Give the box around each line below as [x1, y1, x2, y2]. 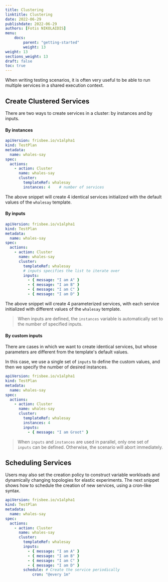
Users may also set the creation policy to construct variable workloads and [5, 472, 160, 478]
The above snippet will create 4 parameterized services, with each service [5, 300, 159, 306]
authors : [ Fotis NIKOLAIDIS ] [5, 26, 66, 31]
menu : [5, 31, 17, 36]
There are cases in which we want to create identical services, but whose [5, 344, 157, 350]
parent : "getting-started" [23, 40, 80, 45]
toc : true [5, 63, 26, 68]
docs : [14, 36, 26, 41]
